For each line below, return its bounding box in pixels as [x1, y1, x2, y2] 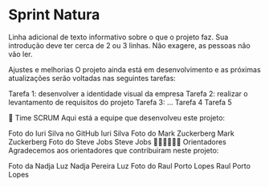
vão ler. [8, 49, 33, 59]
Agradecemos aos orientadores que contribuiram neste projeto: [8, 145, 219, 155]
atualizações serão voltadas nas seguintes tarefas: [8, 73, 177, 83]
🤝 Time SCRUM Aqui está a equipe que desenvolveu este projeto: [8, 112, 226, 122]
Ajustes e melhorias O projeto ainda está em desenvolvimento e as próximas [8, 64, 261, 74]
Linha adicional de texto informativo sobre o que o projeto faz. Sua [8, 32, 229, 42]
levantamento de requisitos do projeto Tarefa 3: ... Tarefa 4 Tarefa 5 [8, 97, 232, 107]
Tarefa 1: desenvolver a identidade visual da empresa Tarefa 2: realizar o [8, 88, 248, 98]
